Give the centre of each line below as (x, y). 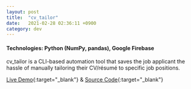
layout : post (23, 12)
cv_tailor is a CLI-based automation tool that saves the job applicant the (96, 62)
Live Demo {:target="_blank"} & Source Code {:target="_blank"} (85, 80)
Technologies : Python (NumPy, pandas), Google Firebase (80, 48)
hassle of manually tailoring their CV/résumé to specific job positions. (93, 68)
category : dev (24, 29)
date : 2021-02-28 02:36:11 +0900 (51, 23)
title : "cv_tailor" (33, 18)
